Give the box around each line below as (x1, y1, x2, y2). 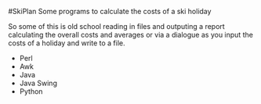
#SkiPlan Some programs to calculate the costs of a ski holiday (8, 7, 212, 16)
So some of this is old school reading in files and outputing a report (8, 22, 225, 30)
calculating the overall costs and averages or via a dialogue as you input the (8, 30, 253, 39)
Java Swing (19, 78, 57, 88)
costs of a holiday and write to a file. (8, 38, 125, 48)
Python (19, 87, 43, 96)
